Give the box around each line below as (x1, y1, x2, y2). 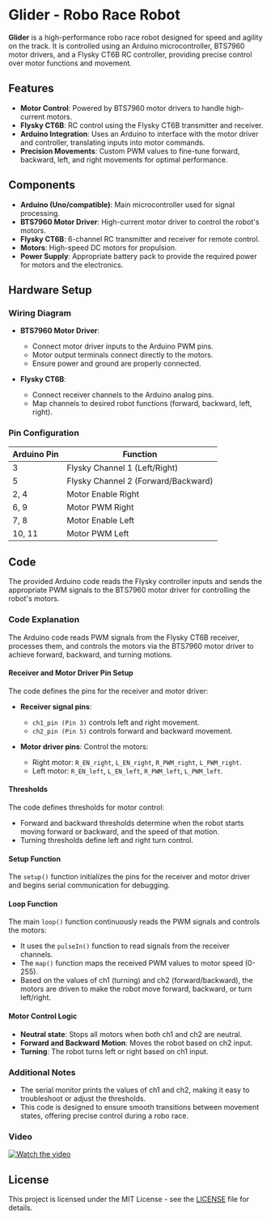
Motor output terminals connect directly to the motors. (32, 350, 214, 360)
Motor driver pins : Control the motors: (19, 742, 149, 751)
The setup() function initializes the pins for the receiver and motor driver (8, 872, 251, 882)
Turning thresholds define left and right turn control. (19, 836, 194, 845)
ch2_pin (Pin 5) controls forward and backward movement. (32, 726, 233, 735)
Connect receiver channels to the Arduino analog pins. (32, 390, 214, 400)
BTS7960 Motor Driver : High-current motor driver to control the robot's (19, 217, 260, 226)
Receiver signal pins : (19, 701, 92, 711)
